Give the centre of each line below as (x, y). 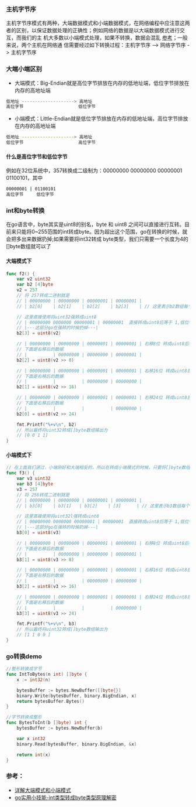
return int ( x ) (34, 755)
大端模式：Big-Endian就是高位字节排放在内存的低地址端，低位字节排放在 (102, 83)
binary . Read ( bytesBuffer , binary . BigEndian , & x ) (77, 744)
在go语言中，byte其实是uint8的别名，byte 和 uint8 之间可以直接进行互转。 (95, 224)
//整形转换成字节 (24, 669)
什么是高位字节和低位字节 (37, 156)
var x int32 (31, 738)
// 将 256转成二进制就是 (43, 495)
